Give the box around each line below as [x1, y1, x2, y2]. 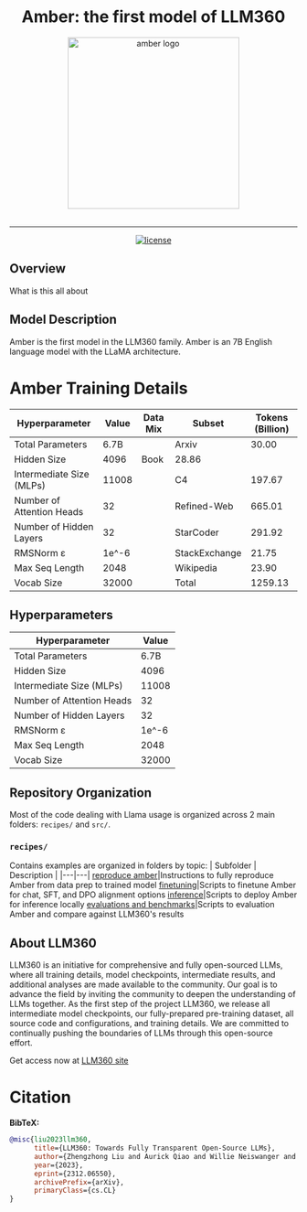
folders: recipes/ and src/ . [9, 819, 111, 830]
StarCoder [175, 526, 219, 539]
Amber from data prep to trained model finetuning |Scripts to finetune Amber [9, 880, 297, 891]
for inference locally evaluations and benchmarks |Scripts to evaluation [9, 899, 275, 910]
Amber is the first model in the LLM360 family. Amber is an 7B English [9, 336, 272, 347]
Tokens [255, 411, 289, 424]
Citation [9, 1087, 71, 1108]
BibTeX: [9, 1118, 39, 1129]
